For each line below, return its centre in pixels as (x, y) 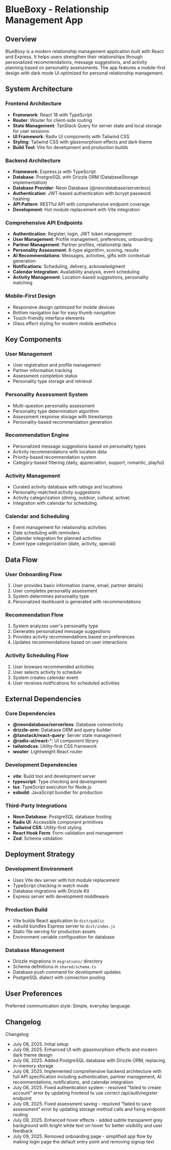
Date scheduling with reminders (46, 533)
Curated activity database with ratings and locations (67, 487)
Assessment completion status (45, 376)
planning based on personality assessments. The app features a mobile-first (86, 68)
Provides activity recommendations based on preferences (74, 637)
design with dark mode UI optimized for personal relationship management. (85, 73)
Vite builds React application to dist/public (58, 921)
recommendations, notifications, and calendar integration (73, 1082)
